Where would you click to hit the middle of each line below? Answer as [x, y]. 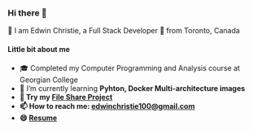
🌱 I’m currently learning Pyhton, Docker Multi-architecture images [132, 88]
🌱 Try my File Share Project [66, 97]
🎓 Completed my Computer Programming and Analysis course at [130, 67]
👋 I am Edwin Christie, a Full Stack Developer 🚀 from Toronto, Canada [124, 31]
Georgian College [49, 80]
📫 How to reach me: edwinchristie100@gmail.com [107, 106]
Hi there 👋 [28, 13]
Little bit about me [39, 49]
